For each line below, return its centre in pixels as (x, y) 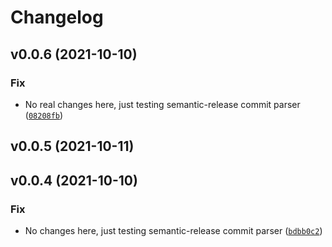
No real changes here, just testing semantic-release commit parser (162, 104)
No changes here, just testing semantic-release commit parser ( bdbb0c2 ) (173, 230)
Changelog (57, 17)
